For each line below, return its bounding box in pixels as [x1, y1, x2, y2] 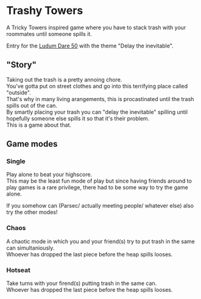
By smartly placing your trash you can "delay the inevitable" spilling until [6, 108, 188, 116]
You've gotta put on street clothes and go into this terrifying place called [6, 82, 188, 90]
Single [6, 157, 26, 166]
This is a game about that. [6, 121, 72, 128]
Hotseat [6, 266, 30, 274]
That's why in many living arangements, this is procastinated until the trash [6, 95, 194, 102]
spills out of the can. [6, 102, 58, 109]
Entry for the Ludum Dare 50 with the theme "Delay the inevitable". [6, 42, 174, 49]
